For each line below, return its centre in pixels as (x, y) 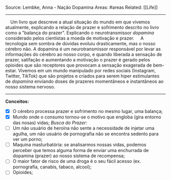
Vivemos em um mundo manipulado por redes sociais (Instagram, (87, 70)
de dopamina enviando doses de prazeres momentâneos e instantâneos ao (84, 81)
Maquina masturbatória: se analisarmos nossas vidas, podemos (79, 145)
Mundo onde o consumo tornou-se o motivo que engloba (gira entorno (87, 117)
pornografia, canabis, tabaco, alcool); (52, 167)
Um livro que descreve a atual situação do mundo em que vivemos (80, 22)
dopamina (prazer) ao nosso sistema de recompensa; (69, 156)
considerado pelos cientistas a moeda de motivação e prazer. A (75, 38)
